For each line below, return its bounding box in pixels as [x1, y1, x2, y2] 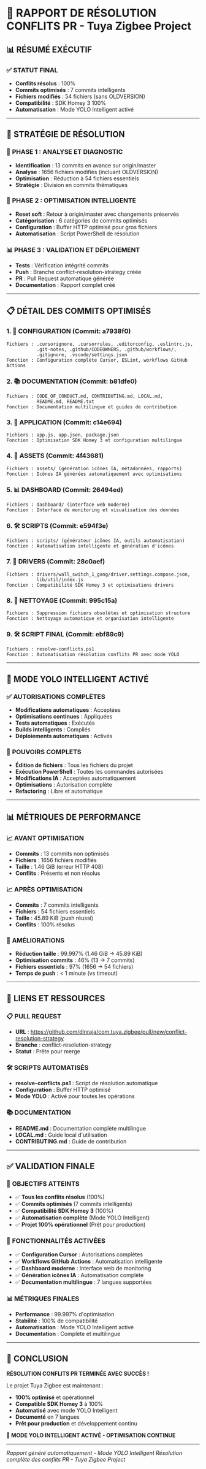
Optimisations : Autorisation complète [15, 781, 112, 788]
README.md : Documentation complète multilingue [15, 1124, 146, 1132]
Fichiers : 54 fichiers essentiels [15, 908, 95, 915]
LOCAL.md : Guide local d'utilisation [15, 1131, 107, 1139]
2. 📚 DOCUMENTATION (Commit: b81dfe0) [6, 377, 137, 386]
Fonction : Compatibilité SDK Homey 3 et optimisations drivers [6, 582, 174, 588]
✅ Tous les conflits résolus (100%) [15, 1193, 105, 1201]
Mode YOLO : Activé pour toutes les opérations [15, 1093, 135, 1100]
